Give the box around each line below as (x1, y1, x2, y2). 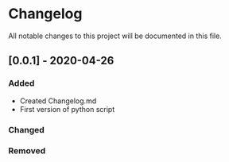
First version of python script (19, 104, 115, 114)
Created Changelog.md (19, 96, 97, 106)
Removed (8, 145, 46, 156)
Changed (8, 124, 45, 135)
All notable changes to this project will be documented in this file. (8, 31, 223, 40)
